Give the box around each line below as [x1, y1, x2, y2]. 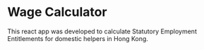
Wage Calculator [7, 4, 107, 20]
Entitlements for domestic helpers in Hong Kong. [7, 34, 148, 42]
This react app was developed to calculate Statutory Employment [7, 27, 198, 35]
